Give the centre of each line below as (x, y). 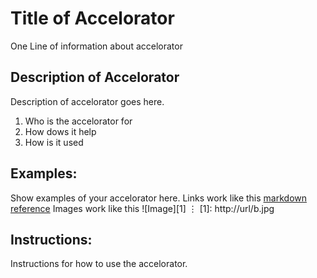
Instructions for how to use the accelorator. (99, 264)
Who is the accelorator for (78, 121)
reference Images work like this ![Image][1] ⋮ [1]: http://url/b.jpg (142, 208)
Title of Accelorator (92, 18)
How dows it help (60, 131)
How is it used (54, 142)
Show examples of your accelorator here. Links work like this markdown (159, 198)
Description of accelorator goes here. (87, 101)
